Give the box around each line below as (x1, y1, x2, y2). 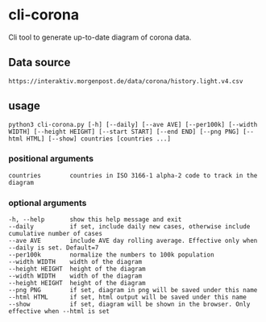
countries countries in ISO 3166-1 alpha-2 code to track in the (8, 171, 258, 179)
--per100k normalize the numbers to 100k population (8, 251, 215, 259)
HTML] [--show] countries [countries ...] (26, 135, 172, 143)
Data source (8, 56, 71, 69)
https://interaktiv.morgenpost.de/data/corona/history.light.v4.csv (8, 77, 243, 86)
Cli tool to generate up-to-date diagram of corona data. (8, 32, 192, 42)
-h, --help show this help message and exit (8, 215, 182, 224)
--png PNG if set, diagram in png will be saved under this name (8, 286, 258, 295)
